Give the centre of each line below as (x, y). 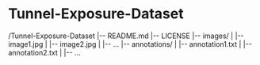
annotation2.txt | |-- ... (44, 52)
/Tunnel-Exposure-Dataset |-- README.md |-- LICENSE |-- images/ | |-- (126, 36)
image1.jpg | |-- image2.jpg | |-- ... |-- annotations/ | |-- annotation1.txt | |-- (130, 44)
